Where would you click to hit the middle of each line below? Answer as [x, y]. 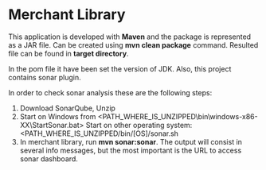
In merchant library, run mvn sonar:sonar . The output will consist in [131, 141]
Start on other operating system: [139, 125]
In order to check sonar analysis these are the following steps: [110, 92]
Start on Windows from [58, 116]
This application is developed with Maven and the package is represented [130, 37]
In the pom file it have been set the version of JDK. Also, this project [120, 68]
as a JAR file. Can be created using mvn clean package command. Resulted [133, 44]
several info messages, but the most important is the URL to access [131, 150]
